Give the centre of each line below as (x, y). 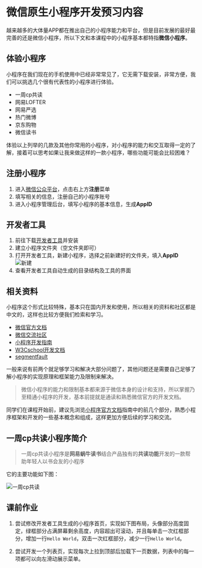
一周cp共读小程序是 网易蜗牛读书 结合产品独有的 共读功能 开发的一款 (103, 454)
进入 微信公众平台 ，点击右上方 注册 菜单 (62, 189)
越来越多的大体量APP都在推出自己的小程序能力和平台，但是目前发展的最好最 (101, 30)
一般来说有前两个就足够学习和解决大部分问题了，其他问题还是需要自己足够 (98, 369)
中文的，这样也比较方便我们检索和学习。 (56, 314)
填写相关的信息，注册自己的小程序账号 (62, 196)
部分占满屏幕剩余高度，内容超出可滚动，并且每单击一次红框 (110, 531)
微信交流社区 (31, 335)
